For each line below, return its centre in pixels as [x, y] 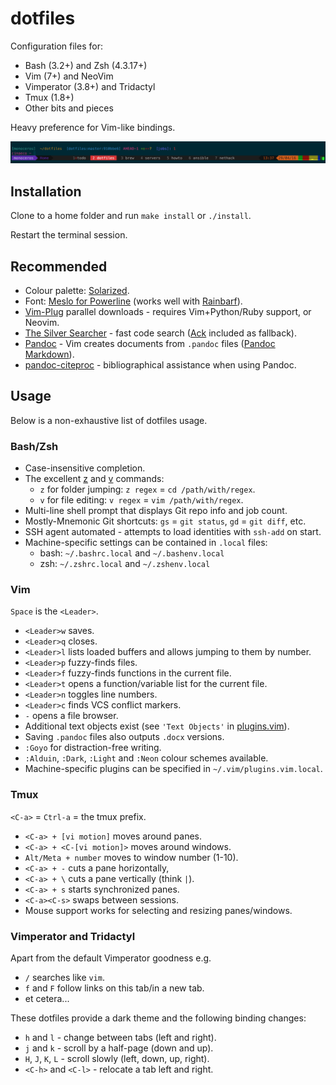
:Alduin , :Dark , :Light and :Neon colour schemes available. [146, 758]
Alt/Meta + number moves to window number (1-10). [131, 857]
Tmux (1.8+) [49, 97]
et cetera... [47, 998]
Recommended [59, 266]
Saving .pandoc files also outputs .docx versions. [124, 737]
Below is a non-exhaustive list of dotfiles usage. [109, 420]
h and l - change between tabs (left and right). [120, 1037]
